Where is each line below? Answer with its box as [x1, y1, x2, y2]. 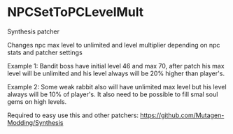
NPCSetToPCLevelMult [7, 4, 144, 20]
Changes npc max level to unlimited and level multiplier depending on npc [7, 40, 220, 49]
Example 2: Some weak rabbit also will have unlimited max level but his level [7, 82, 227, 91]
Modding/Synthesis [7, 118, 64, 126]
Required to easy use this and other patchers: [7, 111, 139, 119]
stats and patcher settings [7, 48, 83, 57]
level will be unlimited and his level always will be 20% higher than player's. [7, 69, 225, 77]
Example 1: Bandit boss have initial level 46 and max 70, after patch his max [7, 61, 225, 70]
